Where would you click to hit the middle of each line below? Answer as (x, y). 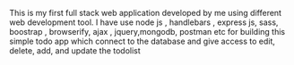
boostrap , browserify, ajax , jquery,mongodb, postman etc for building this (147, 32)
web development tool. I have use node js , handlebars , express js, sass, (144, 22)
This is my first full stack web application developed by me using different (146, 13)
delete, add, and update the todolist (75, 51)
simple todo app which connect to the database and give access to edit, (143, 41)
